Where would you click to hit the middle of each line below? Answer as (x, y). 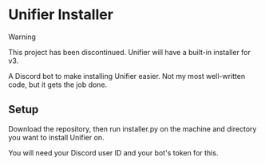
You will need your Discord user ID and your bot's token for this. (113, 152)
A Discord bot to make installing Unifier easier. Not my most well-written (127, 76)
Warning (22, 37)
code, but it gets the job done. (58, 84)
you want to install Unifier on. (57, 137)
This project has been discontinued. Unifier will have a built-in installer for (130, 52)
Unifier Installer (61, 15)
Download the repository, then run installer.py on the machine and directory (132, 128)
